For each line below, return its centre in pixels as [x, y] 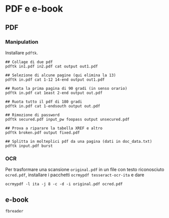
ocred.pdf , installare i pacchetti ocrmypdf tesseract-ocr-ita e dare [75, 175]
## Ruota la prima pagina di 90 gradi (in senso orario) [66, 88]
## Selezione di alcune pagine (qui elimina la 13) [61, 75]
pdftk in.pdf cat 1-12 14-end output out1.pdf [55, 79]
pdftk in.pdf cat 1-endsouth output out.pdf [53, 106]
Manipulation [22, 42]
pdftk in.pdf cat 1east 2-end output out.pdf [54, 93]
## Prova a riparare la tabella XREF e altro [54, 128]
